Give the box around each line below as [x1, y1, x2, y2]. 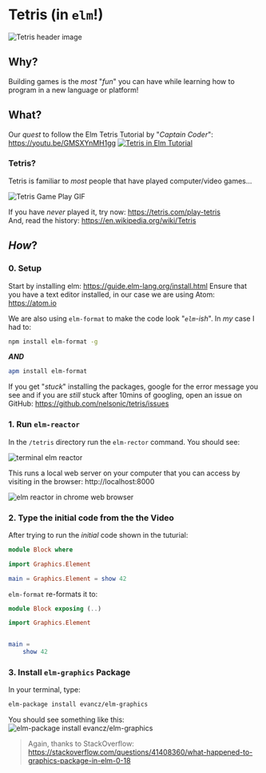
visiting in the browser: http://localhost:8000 [8, 476, 155, 486]
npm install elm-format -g [8, 338, 98, 346]
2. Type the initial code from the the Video [8, 512, 174, 523]
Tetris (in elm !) [8, 6, 104, 24]
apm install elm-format [8, 367, 88, 375]
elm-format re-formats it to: [8, 589, 98, 599]
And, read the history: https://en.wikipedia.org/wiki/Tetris [8, 215, 197, 225]
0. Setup [8, 262, 42, 274]
